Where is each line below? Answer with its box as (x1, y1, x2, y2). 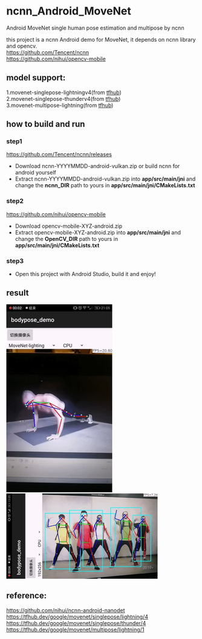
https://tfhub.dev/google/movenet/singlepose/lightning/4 (6, 613, 149, 620)
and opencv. (6, 42, 37, 50)
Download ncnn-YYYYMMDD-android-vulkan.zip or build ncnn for (15, 162, 180, 170)
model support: (6, 72, 66, 83)
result (6, 288, 29, 298)
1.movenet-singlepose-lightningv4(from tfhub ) (6, 89, 122, 96)
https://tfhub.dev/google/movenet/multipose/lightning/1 (6, 626, 145, 633)
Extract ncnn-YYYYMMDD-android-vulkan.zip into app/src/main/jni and (15, 175, 196, 182)
